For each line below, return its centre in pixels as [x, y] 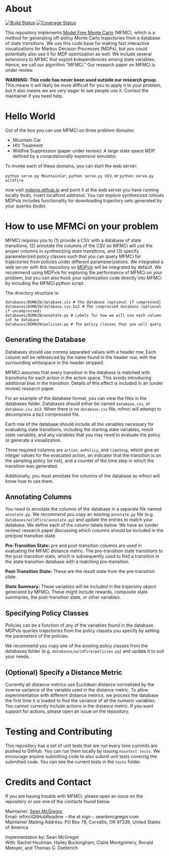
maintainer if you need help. [34, 96]
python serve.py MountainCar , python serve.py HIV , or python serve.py [79, 176]
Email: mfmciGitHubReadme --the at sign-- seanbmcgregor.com [72, 816]
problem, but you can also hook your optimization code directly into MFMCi [83, 277]
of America [17, 827]
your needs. [18, 657]
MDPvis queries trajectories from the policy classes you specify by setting [82, 631]
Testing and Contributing [59, 732]
